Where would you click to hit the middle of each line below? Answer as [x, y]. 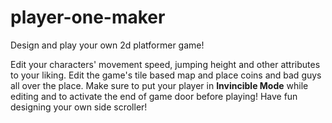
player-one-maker [88, 17]
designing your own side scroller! [79, 107]
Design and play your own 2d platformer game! [107, 45]
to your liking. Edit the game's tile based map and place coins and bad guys [166, 75]
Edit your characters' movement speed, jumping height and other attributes [165, 64]
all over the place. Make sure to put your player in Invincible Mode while [159, 85]
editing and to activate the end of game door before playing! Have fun [154, 96]
